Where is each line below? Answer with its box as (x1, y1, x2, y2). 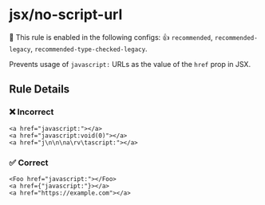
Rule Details (9, 82, 70, 97)
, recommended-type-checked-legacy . (30, 44, 148, 53)
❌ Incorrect (9, 106, 54, 117)
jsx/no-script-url (9, 6, 123, 24)
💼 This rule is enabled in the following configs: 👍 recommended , (9, 32, 214, 41)
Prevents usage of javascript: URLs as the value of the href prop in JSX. (9, 59, 251, 69)
